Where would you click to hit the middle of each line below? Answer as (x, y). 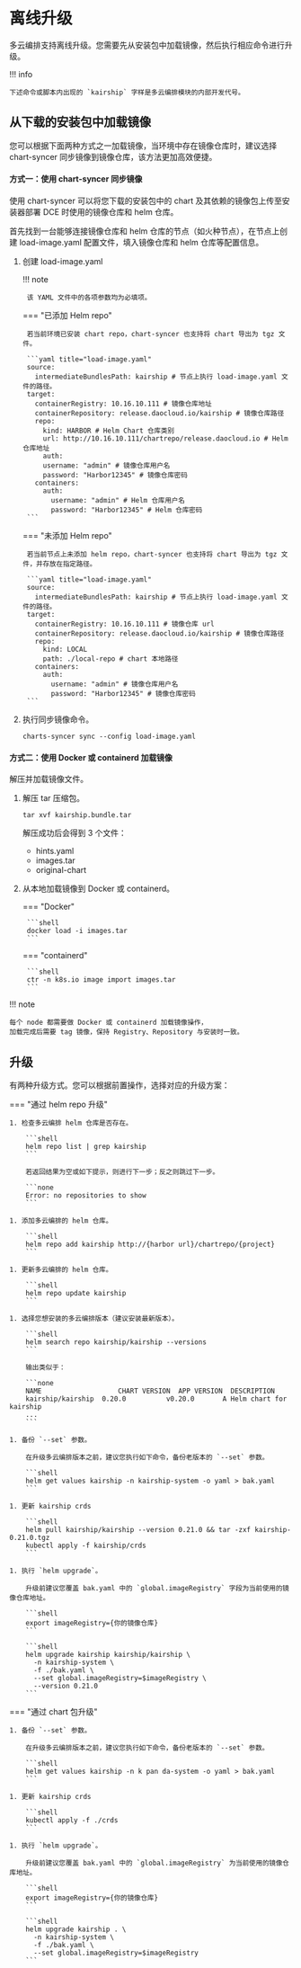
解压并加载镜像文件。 (49, 779)
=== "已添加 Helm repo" (67, 315)
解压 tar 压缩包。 (53, 798)
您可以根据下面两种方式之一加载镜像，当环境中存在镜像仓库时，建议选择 (143, 146)
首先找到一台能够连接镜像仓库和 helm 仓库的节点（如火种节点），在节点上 (145, 231)
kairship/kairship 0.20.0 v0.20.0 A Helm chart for (156, 1399)
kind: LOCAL (65, 649)
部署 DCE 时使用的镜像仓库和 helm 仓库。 (102, 211)
